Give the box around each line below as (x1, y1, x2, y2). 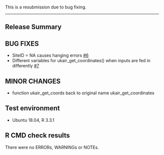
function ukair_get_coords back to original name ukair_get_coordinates (12, 90, 155, 96)
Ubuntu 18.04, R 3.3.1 (12, 117, 55, 123)
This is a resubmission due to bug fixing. (5, 4, 87, 10)
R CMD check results (5, 132, 70, 140)
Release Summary (5, 23, 62, 31)
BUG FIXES (5, 39, 39, 48)
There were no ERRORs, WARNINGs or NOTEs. (5, 144, 99, 150)
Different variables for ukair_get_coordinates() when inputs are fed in (12, 58, 151, 64)
